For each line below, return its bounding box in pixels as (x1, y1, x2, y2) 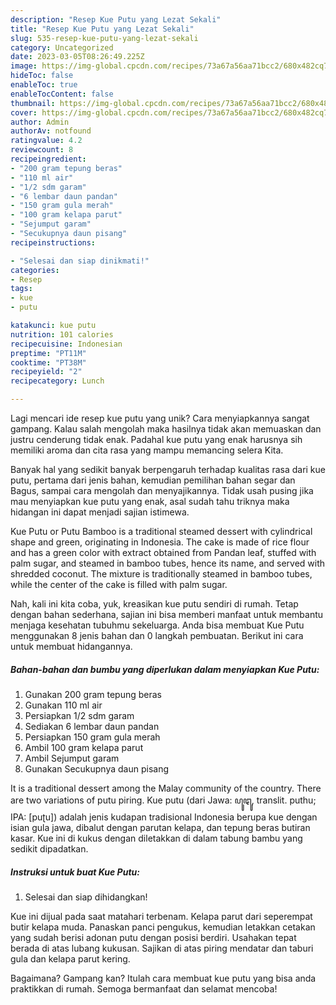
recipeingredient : (10, 154, 87, 164)
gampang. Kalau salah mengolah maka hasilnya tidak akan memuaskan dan (10, 423, 322, 435)
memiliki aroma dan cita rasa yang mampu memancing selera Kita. (10, 444, 284, 456)
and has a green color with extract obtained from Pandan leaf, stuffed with (10, 547, 317, 558)
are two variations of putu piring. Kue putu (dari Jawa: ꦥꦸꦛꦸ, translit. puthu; (10, 794, 317, 806)
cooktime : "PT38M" (10, 357, 87, 368)
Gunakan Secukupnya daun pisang (24, 762, 170, 775)
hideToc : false (10, 71, 74, 81)
